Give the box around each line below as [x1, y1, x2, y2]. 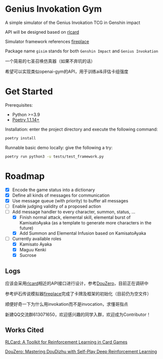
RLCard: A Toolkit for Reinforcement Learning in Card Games [5, 339, 128, 345]
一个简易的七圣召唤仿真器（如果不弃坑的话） [5, 58, 95, 64]
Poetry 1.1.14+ [12, 116, 40, 123]
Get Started [5, 86, 53, 97]
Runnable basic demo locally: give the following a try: [5, 144, 113, 150]
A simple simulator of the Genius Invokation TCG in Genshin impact [5, 20, 140, 25]
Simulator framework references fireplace [5, 38, 90, 45]
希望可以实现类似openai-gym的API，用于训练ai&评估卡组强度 [5, 68, 129, 74]
